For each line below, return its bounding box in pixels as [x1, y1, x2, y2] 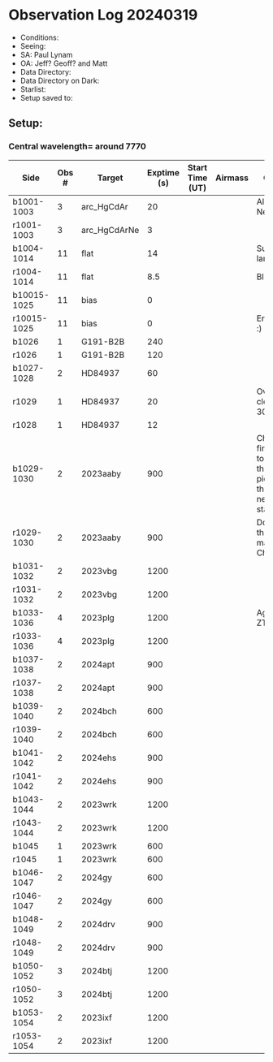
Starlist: [19, 84, 46, 94]
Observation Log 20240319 [8, 6, 198, 24]
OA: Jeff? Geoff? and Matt [19, 58, 108, 68]
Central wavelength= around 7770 [8, 140, 146, 152]
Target [97, 172, 123, 183]
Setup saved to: [19, 93, 73, 102]
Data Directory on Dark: [19, 76, 100, 85]
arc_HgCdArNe [80, 224, 140, 235]
